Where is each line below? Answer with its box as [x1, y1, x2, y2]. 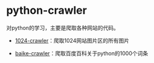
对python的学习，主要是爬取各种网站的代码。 [6, 24, 119, 31]
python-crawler [6, 4, 88, 17]
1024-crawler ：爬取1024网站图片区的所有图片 [14, 37, 130, 44]
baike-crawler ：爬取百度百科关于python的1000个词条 [14, 49, 149, 57]
